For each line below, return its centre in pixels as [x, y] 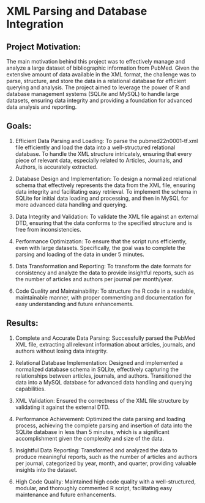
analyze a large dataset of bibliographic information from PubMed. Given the [103, 68]
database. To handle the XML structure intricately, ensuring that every [103, 153]
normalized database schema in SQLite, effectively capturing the [97, 369]
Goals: [19, 126]
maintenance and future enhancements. [65, 494]
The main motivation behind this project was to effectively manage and [96, 61]
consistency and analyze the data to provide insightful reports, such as [104, 273]
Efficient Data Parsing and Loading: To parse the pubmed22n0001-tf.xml [106, 141]
